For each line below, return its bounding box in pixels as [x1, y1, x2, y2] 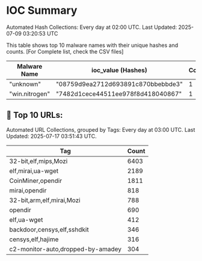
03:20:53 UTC [23, 29, 58, 37]
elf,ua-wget [9, 215, 43, 224]
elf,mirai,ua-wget [9, 167, 59, 175]
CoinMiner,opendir [9, 176, 62, 185]
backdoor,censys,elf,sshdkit [9, 225, 89, 233]
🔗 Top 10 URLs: [6, 110, 63, 120]
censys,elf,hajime [9, 235, 59, 244]
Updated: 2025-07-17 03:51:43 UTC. [6, 132, 97, 140]
